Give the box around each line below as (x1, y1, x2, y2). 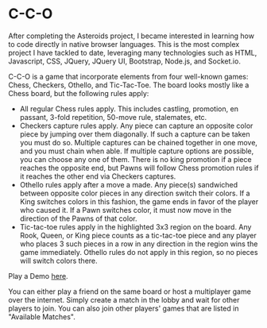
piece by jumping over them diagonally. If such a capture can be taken (19, 129, 250, 139)
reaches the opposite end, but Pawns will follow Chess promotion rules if (19, 163, 259, 172)
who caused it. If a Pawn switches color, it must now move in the (19, 205, 232, 214)
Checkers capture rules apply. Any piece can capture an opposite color (19, 121, 253, 130)
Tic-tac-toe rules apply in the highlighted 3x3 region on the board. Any (19, 222, 252, 231)
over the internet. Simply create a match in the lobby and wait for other (8, 295, 240, 304)
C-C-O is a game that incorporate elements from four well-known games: (8, 71, 249, 81)
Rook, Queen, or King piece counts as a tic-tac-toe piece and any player (19, 230, 257, 240)
